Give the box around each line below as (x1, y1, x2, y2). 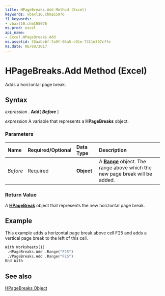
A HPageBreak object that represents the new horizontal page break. (5, 202, 145, 208)
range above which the (99, 164, 152, 171)
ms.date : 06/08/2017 (5, 44, 48, 49)
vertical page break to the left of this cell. (5, 235, 88, 241)
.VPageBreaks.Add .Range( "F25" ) (7, 254, 74, 259)
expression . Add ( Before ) (5, 109, 59, 115)
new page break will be (99, 170, 152, 177)
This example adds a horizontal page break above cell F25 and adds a (5, 230, 147, 236)
